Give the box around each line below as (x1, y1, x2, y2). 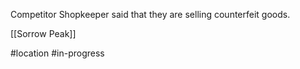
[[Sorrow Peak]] (10, 28, 77, 39)
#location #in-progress (10, 47, 105, 59)
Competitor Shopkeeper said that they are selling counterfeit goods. (10, 9, 291, 20)
